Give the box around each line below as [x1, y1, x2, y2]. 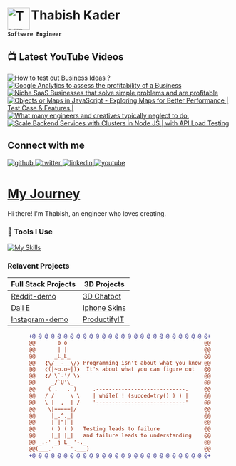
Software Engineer [7, 31, 62, 38]
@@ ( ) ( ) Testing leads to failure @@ [28, 425, 212, 433]
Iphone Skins [82, 303, 126, 313]
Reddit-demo [11, 291, 57, 301]
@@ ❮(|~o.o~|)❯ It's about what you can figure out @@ [28, 366, 212, 373]
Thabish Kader [31, 7, 120, 24]
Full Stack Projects [11, 279, 76, 289]
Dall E [11, 303, 31, 313]
